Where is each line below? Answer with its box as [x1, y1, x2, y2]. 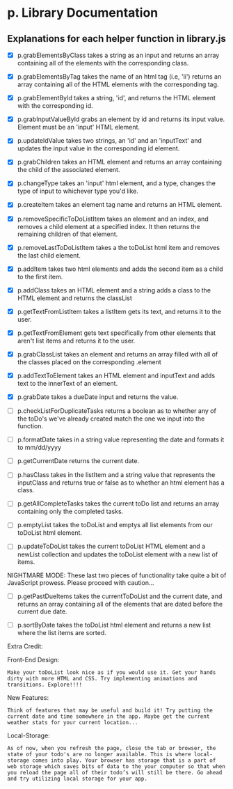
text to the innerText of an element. [17, 380, 118, 387]
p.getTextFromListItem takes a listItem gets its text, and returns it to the [17, 307, 221, 315]
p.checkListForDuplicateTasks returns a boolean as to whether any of [17, 407, 217, 415]
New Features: [7, 693, 49, 701]
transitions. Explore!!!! [7, 681, 82, 688]
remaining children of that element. [17, 230, 118, 238]
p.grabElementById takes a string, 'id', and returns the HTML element [17, 94, 216, 102]
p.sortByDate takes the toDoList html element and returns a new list [17, 620, 211, 629]
